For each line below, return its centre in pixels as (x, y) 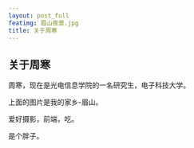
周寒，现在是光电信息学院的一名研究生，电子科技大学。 (99, 85)
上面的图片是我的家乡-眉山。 (55, 102)
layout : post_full (39, 16)
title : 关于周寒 (33, 30)
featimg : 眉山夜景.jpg (44, 23)
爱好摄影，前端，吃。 (43, 119)
